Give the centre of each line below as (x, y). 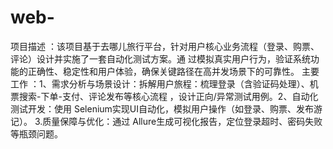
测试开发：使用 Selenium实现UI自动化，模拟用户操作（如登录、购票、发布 (162, 108)
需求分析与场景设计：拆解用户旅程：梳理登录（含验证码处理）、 (180, 83)
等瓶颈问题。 (36, 133)
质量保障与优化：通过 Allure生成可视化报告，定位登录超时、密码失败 (182, 121)
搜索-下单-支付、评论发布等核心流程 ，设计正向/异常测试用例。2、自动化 (168, 96)
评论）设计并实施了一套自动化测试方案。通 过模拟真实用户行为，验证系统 (160, 58)
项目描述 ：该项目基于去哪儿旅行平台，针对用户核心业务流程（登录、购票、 (165, 46)
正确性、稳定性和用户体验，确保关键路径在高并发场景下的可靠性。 (163, 71)
